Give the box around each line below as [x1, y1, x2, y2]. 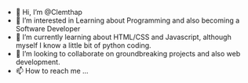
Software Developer [15, 24, 81, 33]
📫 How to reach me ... [15, 67, 89, 75]
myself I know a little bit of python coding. [15, 41, 151, 50]
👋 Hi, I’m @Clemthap [15, 8, 82, 16]
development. [15, 57, 60, 67]
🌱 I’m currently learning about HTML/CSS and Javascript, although [15, 32, 232, 41]
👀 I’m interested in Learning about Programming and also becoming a [15, 16, 240, 25]
